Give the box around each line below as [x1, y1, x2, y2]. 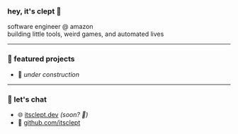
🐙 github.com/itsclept [17, 118, 81, 126]
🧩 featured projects [7, 54, 75, 64]
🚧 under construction [17, 70, 80, 78]
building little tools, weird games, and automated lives [7, 30, 164, 38]
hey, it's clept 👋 [7, 6, 62, 16]
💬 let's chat [7, 95, 47, 104]
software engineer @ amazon [7, 23, 93, 31]
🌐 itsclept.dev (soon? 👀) [17, 110, 89, 118]
